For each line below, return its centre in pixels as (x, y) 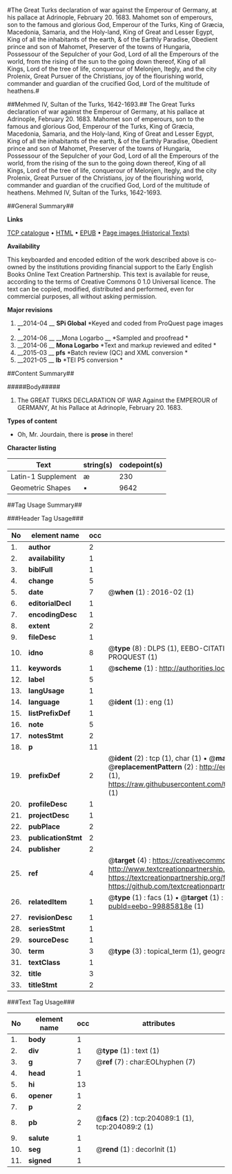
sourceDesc (49, 940)
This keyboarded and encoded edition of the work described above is (106, 260)
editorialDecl (50, 603)
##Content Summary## (41, 373)
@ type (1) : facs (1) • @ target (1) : (166, 897)
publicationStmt (56, 838)
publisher (45, 849)
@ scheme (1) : (133, 668)
